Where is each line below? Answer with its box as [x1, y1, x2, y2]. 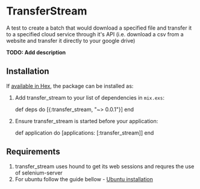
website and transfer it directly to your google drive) [6, 37, 136, 44]
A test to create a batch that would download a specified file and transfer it [6, 24, 192, 31]
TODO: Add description [6, 48, 66, 56]
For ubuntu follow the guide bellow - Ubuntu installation [14, 175, 154, 182]
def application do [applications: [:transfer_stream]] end [14, 129, 154, 136]
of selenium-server [14, 169, 63, 176]
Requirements [6, 147, 60, 157]
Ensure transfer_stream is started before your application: [14, 117, 158, 124]
